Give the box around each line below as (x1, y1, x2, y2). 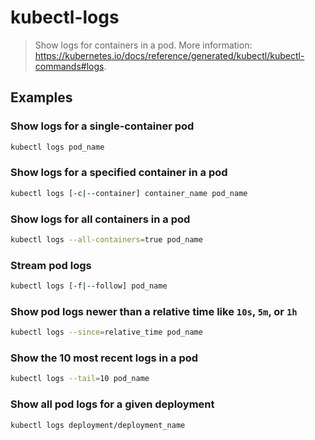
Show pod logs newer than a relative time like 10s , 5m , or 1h (10, 304, 298, 318)
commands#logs (34, 60, 105, 72)
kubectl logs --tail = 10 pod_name (10, 374, 150, 384)
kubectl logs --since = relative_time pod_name (10, 327, 203, 338)
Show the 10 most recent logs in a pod (10, 351, 199, 365)
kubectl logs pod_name (10, 142, 105, 152)
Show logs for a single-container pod (10, 119, 195, 133)
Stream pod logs (10, 258, 92, 272)
